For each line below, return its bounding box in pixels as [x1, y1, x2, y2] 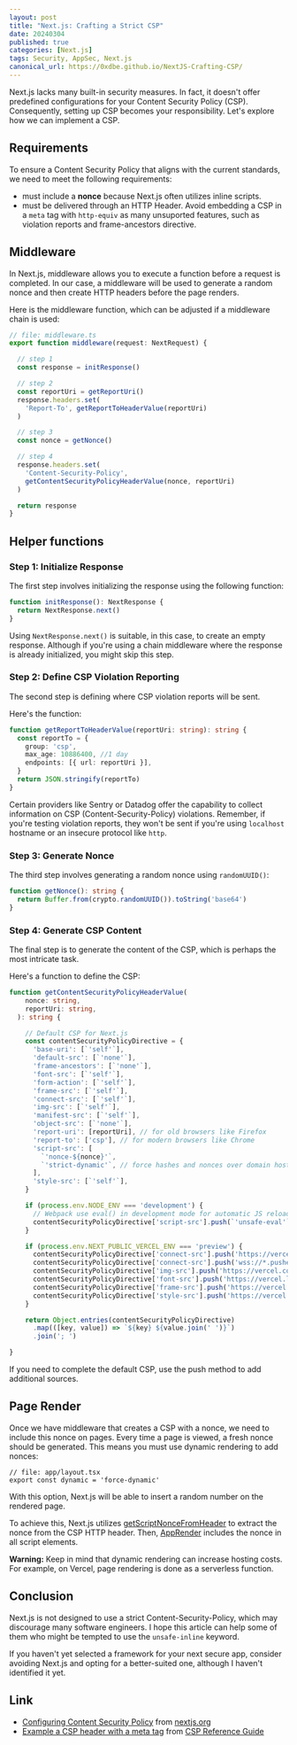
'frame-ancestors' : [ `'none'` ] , [32, 1062, 152, 1071]
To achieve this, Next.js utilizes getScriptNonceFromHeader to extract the [9, 1517, 278, 1528]
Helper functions [9, 533, 104, 549]
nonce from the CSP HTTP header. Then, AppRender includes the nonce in [9, 1527, 282, 1538]
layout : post [9, 12, 57, 22]
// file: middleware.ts [9, 330, 97, 339]
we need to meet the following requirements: [9, 174, 172, 184]
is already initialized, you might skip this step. [9, 648, 174, 660]
